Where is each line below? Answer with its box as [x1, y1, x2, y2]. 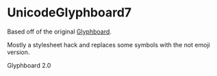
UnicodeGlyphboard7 [7, 5, 132, 21]
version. [7, 48, 30, 56]
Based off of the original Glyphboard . [7, 27, 112, 36]
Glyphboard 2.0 [7, 61, 51, 69]
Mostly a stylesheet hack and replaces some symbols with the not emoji [7, 40, 210, 49]
